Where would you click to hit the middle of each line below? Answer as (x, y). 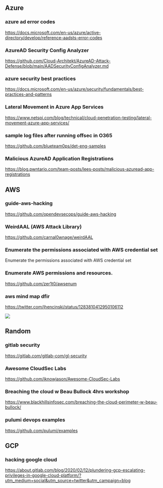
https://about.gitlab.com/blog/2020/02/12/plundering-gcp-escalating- (75, 470)
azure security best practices (41, 78)
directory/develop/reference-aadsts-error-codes (54, 37)
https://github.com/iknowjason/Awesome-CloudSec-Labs (63, 379)
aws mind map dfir (27, 296)
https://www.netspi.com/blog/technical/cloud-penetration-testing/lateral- (78, 117)
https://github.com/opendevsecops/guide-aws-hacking (61, 214)
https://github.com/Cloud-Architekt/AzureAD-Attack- (58, 61)
